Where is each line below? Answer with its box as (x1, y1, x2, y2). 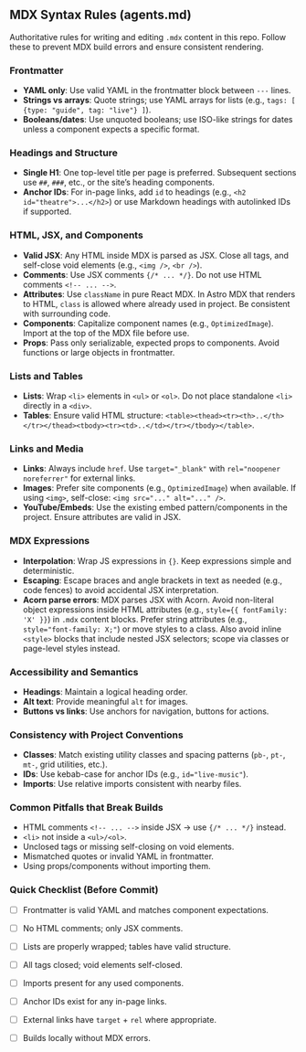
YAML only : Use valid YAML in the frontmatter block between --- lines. (22, 85, 291, 96)
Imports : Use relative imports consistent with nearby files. (22, 779, 242, 790)
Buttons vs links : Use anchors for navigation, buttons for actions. (22, 706, 269, 717)
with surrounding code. (22, 308, 111, 319)
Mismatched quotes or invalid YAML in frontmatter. (22, 851, 215, 862)
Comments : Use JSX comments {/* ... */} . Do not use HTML (22, 269, 262, 280)
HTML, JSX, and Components (9, 228, 143, 241)
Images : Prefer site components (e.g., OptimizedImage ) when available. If (22, 483, 297, 494)
